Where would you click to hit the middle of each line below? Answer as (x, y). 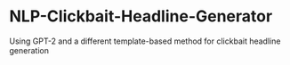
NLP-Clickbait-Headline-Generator (141, 16)
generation (29, 50)
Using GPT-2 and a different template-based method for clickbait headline (145, 41)
